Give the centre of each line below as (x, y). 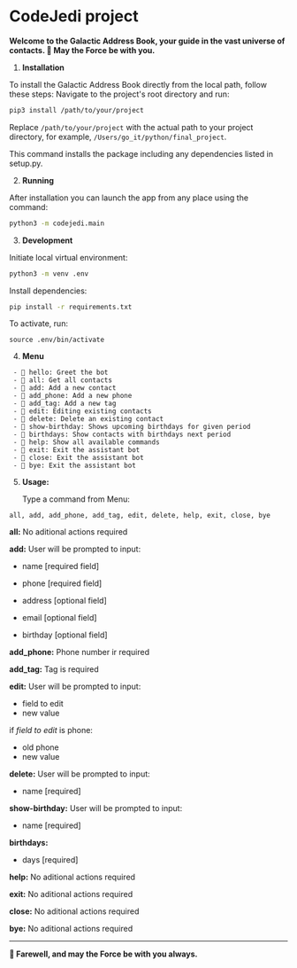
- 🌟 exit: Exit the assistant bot (76, 450)
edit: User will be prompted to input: (75, 687)
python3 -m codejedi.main (57, 223)
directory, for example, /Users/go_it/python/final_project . (118, 137)
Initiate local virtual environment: (69, 257)
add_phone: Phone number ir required (80, 652)
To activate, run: (39, 324)
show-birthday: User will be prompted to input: (96, 808)
